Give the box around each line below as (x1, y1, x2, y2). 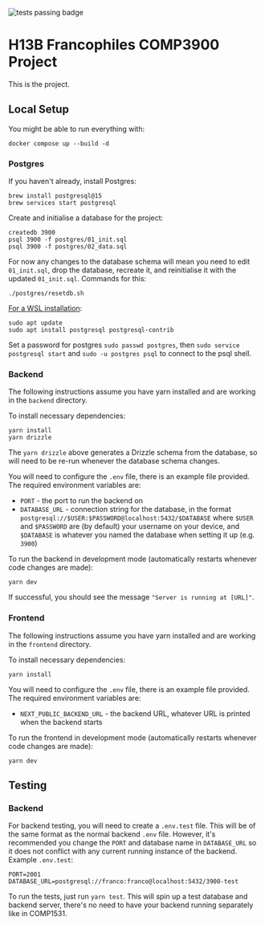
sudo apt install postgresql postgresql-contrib (8, 326, 174, 334)
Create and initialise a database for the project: (8, 213, 164, 223)
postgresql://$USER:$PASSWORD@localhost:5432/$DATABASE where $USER (19, 513, 254, 522)
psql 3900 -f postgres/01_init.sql (8, 235, 128, 244)
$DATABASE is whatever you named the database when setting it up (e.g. (19, 530, 255, 540)
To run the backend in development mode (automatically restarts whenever (8, 555, 257, 564)
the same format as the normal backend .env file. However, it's (8, 829, 216, 839)
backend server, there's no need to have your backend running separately (8, 900, 254, 910)
